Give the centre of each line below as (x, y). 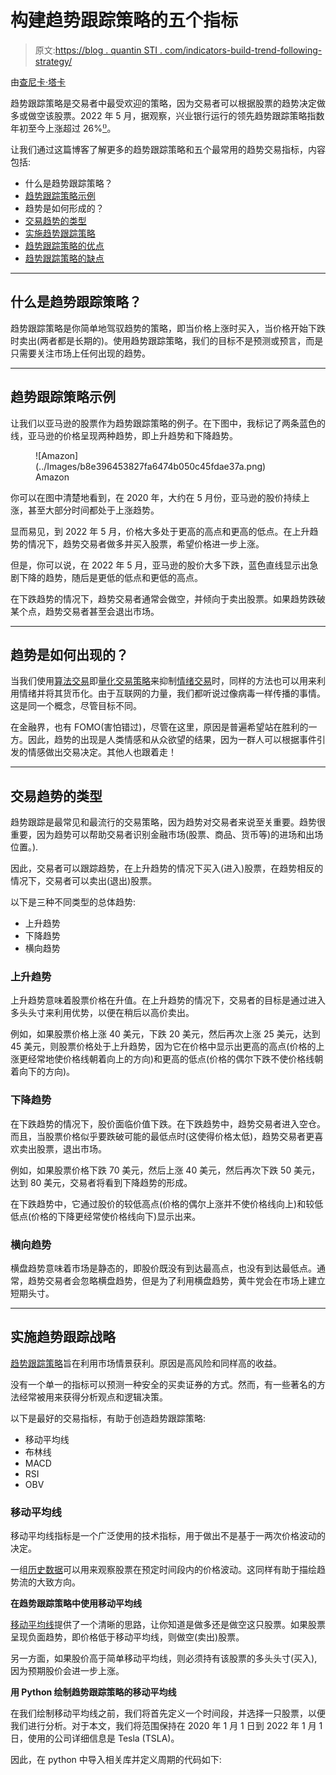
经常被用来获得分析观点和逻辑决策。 (93, 1397)
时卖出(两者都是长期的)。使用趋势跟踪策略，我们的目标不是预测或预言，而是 (167, 340)
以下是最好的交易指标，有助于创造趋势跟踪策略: (108, 1418)
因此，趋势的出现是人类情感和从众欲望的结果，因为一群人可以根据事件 (172, 740)
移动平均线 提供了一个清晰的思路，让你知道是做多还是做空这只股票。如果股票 (168, 1625)
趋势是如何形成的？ (64, 208)
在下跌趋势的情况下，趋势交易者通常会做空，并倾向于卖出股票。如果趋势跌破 (168, 598)
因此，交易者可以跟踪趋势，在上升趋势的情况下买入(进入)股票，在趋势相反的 (167, 868)
